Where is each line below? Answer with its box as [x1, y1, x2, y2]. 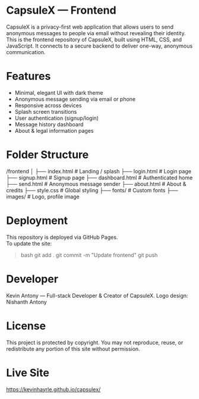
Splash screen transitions [14, 108, 77, 115]
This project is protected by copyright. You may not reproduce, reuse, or [6, 339, 184, 346]
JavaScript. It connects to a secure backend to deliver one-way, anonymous [6, 42, 193, 49]
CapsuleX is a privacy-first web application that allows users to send [6, 23, 174, 30]
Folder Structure [6, 148, 89, 161]
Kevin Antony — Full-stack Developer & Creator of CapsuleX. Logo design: [6, 292, 188, 299]
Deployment [6, 214, 68, 227]
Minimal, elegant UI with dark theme [14, 89, 103, 96]
